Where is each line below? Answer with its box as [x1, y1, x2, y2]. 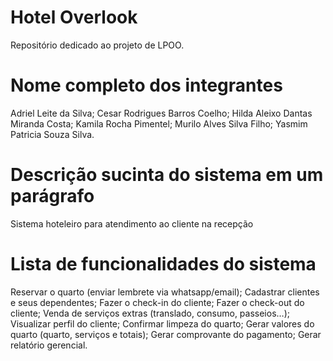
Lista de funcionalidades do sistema [10, 253, 317, 275]
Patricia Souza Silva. [10, 128, 95, 140]
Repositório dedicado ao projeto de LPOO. [10, 39, 185, 51]
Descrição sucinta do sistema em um [10, 164, 324, 186]
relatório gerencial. [10, 339, 88, 351]
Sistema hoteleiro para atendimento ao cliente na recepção [10, 217, 254, 230]
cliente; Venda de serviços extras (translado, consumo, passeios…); [10, 307, 290, 319]
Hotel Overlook [10, 6, 138, 29]
